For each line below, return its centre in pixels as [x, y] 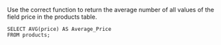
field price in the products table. [52, 17]
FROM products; [29, 35]
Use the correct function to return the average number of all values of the [110, 10]
